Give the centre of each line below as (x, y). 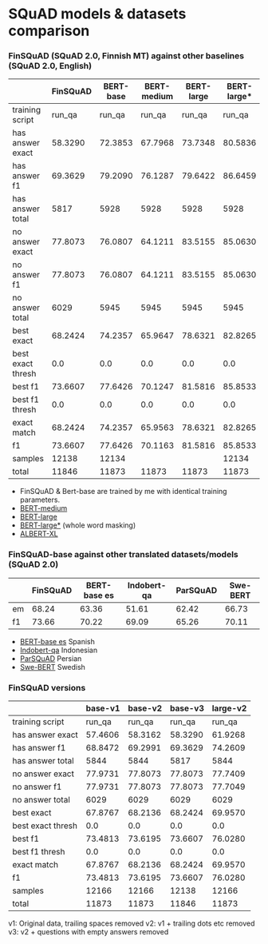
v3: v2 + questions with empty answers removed (89, 932)
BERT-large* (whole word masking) (78, 525)
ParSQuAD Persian (51, 658)
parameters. (40, 500)
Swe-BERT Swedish (53, 667)
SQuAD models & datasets (97, 14)
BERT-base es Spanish (57, 641)
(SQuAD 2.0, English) (50, 66)
